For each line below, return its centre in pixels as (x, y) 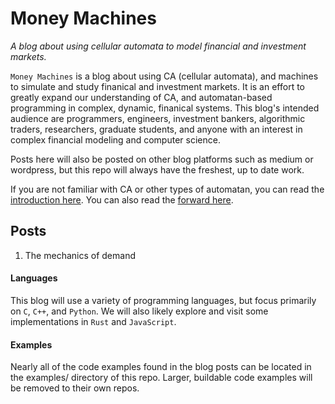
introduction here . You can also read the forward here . (122, 199)
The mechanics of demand (80, 255)
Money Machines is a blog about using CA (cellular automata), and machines (164, 76)
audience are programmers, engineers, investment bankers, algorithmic (158, 118)
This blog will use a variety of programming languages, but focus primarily (163, 300)
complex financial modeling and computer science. (115, 139)
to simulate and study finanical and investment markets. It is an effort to (157, 86)
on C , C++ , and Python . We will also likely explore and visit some (139, 311)
